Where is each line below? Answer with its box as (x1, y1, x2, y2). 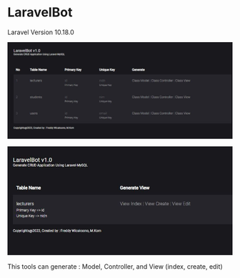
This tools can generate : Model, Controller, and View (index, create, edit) (7, 262, 223, 271)
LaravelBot (7, 4, 73, 21)
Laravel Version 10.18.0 (7, 28, 75, 36)
